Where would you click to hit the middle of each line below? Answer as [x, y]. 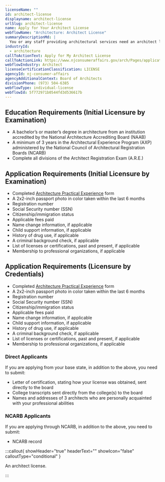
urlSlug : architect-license [34, 23]
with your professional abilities [43, 403]
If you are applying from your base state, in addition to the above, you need [81, 367]
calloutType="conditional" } [33, 456]
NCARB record [27, 442]
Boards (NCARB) [29, 153]
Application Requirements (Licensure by [68, 266]
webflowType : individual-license [39, 88]
